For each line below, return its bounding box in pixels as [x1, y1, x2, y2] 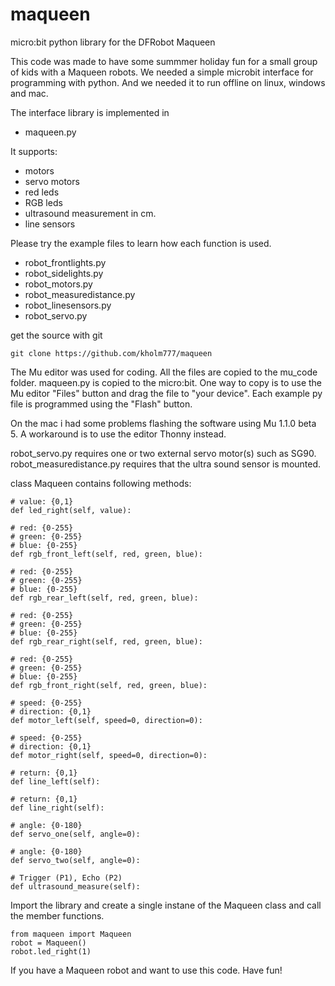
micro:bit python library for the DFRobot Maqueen [10, 36, 216, 48]
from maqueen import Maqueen [10, 929, 132, 939]
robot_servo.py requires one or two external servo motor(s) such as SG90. [10, 447, 317, 459]
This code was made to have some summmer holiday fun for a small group [10, 55, 318, 67]
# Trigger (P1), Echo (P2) [10, 873, 123, 883]
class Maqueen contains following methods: [10, 477, 192, 489]
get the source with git [10, 329, 103, 341]
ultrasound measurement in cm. [24, 207, 157, 219]
